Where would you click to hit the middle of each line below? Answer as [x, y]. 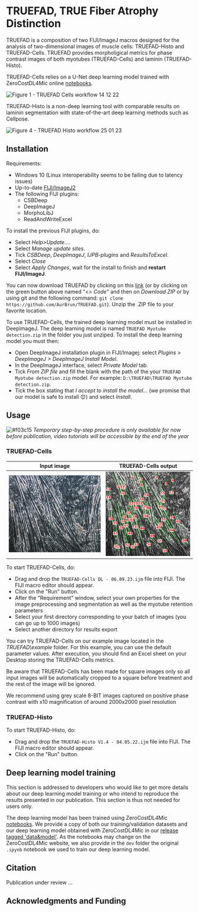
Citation [21, 868]
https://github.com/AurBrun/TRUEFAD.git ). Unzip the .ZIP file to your [90, 304]
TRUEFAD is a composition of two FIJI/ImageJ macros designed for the [93, 40]
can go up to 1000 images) [47, 623]
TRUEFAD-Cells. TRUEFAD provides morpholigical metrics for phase [89, 52]
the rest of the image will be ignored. [51, 684]
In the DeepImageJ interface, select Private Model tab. [81, 365]
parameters [29, 610]
